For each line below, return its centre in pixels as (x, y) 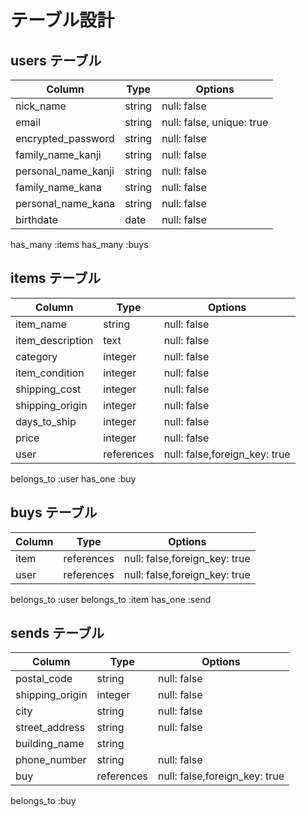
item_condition (50, 373)
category (36, 356)
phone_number (51, 760)
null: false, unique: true (215, 122)
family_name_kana (58, 187)
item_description (54, 340)
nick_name (41, 106)
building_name (50, 744)
